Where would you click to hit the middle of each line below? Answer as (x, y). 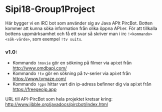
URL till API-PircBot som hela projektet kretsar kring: (59, 99)
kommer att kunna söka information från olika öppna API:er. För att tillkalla (81, 28)
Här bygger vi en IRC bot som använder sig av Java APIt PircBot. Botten (79, 23)
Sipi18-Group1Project (50, 9)
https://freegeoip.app (34, 89)
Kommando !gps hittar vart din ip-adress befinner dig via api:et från (82, 84)
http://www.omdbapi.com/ (39, 68)
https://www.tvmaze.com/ (39, 79)
